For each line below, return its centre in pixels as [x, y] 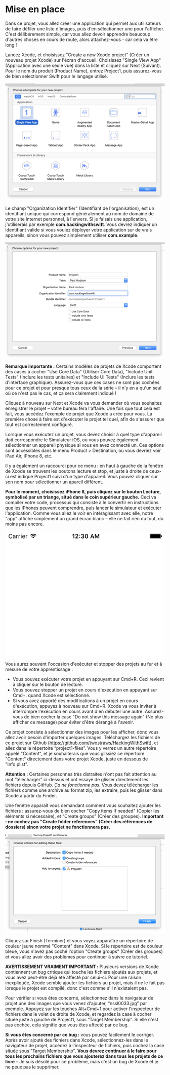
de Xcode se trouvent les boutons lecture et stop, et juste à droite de [77, 471]
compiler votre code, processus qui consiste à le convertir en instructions [82, 502]
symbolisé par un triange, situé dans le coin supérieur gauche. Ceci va [81, 497]
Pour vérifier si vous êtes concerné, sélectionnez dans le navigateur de [79, 998]
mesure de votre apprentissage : [39, 669]
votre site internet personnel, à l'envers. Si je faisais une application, [76, 219]
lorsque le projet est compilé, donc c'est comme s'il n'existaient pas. [77, 988]
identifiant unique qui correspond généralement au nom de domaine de [80, 213]
